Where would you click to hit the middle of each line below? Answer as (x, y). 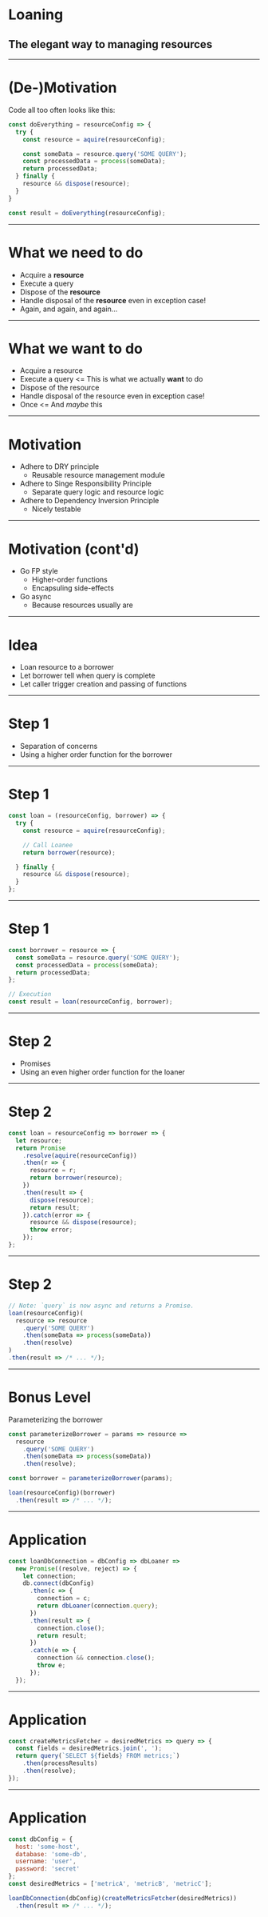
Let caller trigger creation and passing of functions (103, 684)
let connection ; (50, 1576)
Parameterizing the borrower (55, 1419)
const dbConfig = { (41, 1839)
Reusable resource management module (98, 475)
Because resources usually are (82, 605)
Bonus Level (50, 1397)
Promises (35, 1063)
